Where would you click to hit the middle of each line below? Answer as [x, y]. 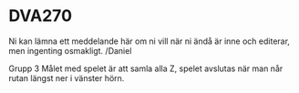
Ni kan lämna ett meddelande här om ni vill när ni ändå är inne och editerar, [149, 41]
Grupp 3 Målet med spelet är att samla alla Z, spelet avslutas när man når [146, 68]
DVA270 [41, 16]
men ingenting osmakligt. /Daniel [70, 50]
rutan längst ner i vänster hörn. [67, 77]
